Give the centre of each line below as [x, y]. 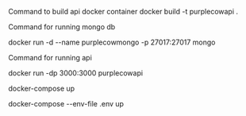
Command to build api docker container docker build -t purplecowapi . [123, 12]
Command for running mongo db [62, 27]
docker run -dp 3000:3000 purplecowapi [76, 73]
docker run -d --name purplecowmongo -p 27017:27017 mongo [112, 42]
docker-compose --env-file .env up [66, 104]
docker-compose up [42, 88]
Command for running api [50, 58]
